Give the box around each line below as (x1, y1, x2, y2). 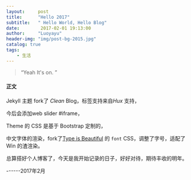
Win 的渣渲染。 (6, 142, 43, 149)
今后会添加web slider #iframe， (6, 110, 83, 117)
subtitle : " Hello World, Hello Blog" (6, 19, 108, 25)
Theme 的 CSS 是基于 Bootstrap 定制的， (6, 122, 106, 129)
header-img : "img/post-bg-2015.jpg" (6, 36, 96, 42)
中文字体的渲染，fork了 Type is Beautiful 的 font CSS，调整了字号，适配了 (6, 135, 186, 142)
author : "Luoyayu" (6, 31, 62, 37)
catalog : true (6, 42, 41, 48)
